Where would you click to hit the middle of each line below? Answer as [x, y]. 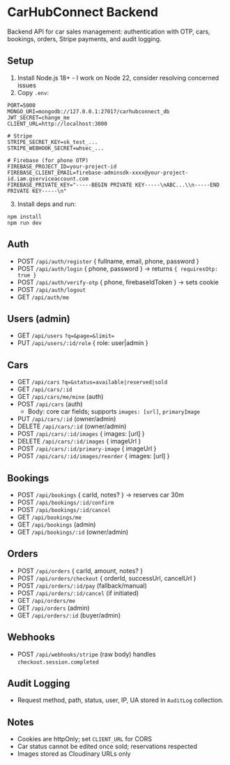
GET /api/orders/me [46, 600]
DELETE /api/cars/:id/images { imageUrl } [79, 442]
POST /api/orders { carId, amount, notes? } [80, 571]
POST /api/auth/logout [51, 289]
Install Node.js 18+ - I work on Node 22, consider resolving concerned [118, 78]
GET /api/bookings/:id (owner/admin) [73, 532]
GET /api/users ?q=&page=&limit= [66, 335]
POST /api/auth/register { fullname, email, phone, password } [108, 261]
